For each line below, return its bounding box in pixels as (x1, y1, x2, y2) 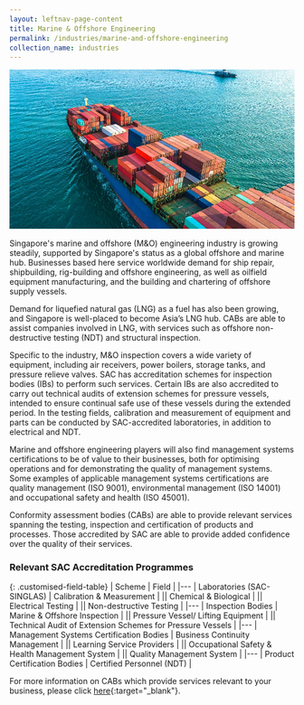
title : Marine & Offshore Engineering (9, 23, 156, 33)
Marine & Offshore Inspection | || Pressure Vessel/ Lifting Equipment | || (9, 610, 276, 621)
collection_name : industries (9, 43, 119, 52)
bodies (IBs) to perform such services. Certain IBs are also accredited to (9, 379, 279, 390)
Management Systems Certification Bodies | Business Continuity (9, 629, 251, 641)
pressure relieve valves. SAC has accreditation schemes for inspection (9, 369, 273, 380)
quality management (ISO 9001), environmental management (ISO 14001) (9, 483, 281, 493)
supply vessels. (9, 286, 68, 297)
